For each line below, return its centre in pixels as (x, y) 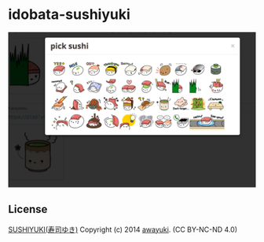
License (28, 209)
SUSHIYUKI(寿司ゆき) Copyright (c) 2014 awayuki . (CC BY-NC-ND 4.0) (123, 229)
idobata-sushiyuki (70, 15)
